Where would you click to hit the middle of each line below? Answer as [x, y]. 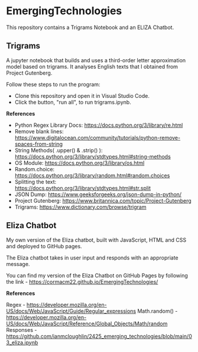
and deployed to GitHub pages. [44, 246]
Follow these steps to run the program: [53, 84]
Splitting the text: [35, 181]
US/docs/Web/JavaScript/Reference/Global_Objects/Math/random [87, 324]
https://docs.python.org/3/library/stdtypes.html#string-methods [93, 156]
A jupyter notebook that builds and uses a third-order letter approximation [96, 60]
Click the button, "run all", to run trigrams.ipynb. [73, 102]
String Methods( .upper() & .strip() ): [59, 150]
